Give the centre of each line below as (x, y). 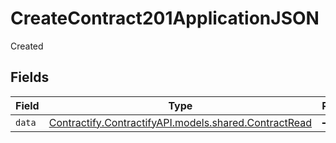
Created (27, 46)
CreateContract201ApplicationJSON (165, 18)
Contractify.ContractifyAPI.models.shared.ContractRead (180, 122)
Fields (30, 77)
